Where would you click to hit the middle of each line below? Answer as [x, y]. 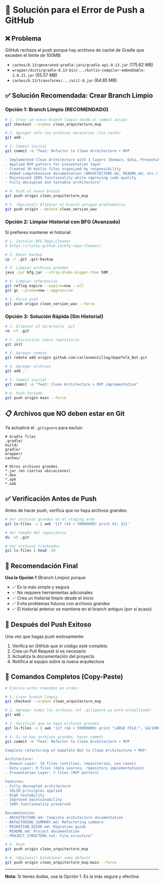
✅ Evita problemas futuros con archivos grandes [61, 604]
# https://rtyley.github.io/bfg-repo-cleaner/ [53, 246]
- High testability [25, 795]
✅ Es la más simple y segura [41, 587]
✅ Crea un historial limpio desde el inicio [53, 598]
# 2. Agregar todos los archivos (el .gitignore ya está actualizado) [78, 710]
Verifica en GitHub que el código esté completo [60, 646]
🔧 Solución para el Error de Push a [75, 10]
